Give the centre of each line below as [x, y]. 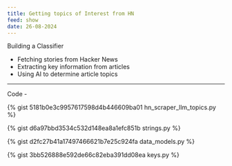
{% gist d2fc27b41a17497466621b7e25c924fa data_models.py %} [101, 142]
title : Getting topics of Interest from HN [71, 13]
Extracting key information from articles [73, 67]
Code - [17, 94]
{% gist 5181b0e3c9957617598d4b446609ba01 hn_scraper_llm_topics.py [112, 107]
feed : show [23, 20]
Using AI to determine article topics [67, 74]
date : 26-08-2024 [32, 26]
